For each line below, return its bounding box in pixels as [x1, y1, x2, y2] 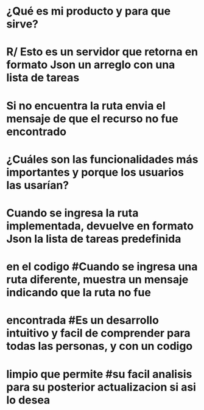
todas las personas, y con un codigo [6, 339, 193, 353]
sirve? [6, 17, 38, 31]
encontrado [6, 125, 67, 138]
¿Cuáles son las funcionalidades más [6, 152, 199, 166]
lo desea [6, 393, 51, 407]
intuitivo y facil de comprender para [6, 327, 191, 340]
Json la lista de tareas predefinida [6, 232, 181, 246]
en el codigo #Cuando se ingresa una [6, 260, 198, 274]
